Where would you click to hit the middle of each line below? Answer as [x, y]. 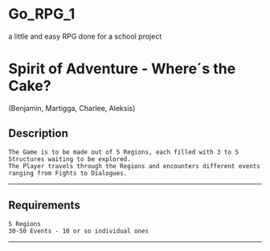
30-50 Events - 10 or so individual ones [79, 231]
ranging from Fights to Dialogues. [68, 173]
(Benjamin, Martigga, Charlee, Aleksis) [72, 108]
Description [38, 134]
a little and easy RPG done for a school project [85, 36]
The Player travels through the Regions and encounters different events [135, 166]
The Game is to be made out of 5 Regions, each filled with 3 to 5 [124, 152]
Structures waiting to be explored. [70, 159]
